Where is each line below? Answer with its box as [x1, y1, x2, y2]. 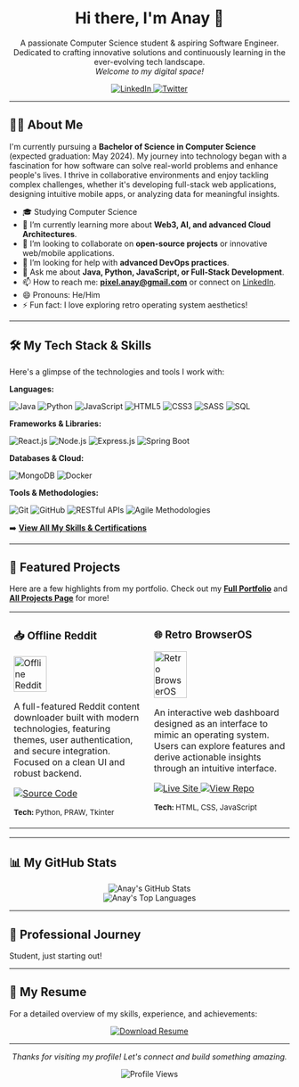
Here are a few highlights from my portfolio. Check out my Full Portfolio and [9, 583, 287, 594]
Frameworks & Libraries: [9, 418, 102, 429]
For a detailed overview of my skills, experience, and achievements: [9, 1008, 258, 1019]
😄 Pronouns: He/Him [21, 289, 101, 300]
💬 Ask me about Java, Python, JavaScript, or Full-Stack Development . [21, 267, 285, 277]
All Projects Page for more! [9, 593, 109, 604]
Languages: [9, 383, 55, 394]
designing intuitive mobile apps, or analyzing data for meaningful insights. [9, 188, 280, 199]
